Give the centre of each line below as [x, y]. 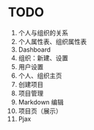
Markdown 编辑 [41, 102]
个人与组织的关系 [43, 32]
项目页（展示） [40, 111]
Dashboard [35, 49]
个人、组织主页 [40, 76]
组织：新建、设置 [43, 58]
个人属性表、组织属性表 [52, 41]
